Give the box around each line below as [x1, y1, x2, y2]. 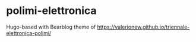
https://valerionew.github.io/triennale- [97, 23, 190, 30]
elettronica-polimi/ [6, 29, 52, 36]
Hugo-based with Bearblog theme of [6, 23, 96, 30]
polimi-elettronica [6, 4, 97, 17]
